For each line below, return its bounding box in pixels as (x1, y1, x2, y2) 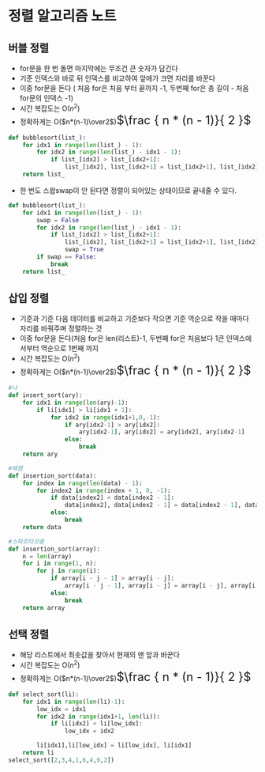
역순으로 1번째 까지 (40, 343, 99, 353)
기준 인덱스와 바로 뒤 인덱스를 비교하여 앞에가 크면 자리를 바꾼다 (19, 74, 215, 83)
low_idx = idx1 (36, 705, 87, 713)
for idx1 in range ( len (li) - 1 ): (22, 698, 125, 706)
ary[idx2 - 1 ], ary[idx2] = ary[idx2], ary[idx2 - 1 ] (78, 428, 245, 436)
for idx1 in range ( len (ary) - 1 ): (22, 399, 129, 407)
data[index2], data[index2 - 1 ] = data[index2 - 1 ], (64, 501, 242, 509)
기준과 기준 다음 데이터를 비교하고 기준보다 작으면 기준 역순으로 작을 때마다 (19, 314, 250, 324)
